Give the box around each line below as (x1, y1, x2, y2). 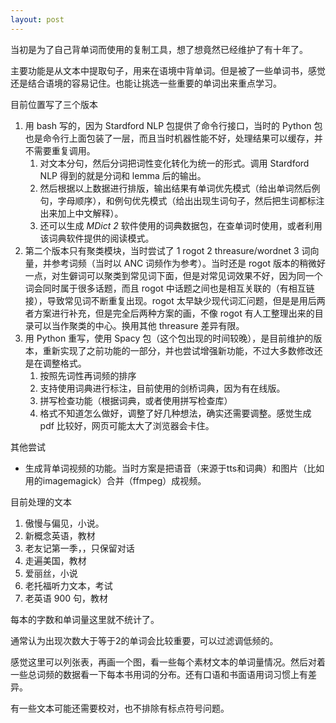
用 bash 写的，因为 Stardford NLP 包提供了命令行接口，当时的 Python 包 (24, 119, 323, 131)
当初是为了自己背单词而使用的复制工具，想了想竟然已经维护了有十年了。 (10, 43, 308, 55)
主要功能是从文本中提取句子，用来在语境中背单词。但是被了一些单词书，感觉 (10, 64, 326, 76)
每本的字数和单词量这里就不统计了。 (10, 613, 160, 625)
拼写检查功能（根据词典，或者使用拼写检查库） (39, 394, 233, 406)
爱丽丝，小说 (24, 567, 78, 579)
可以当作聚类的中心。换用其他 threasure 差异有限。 (33, 319, 245, 331)
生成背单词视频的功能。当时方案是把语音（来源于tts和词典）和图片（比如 (24, 462, 325, 474)
